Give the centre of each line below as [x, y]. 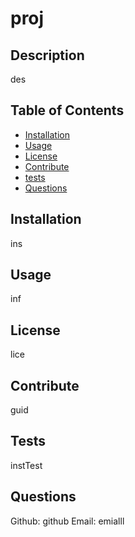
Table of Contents [67, 110]
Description [47, 55]
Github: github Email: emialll [67, 521]
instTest [26, 465]
